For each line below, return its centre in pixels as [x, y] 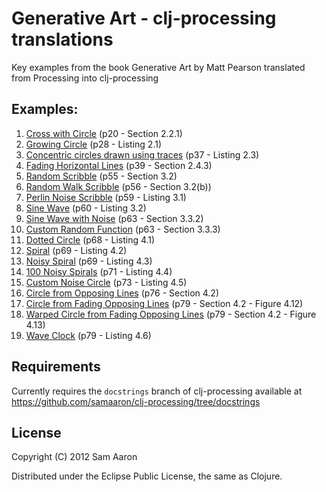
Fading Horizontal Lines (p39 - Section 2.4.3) [119, 165]
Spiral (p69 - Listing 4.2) [76, 250]
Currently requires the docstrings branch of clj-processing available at [157, 391]
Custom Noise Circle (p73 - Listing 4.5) [106, 282]
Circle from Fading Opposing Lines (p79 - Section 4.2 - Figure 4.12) [164, 303]
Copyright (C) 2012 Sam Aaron [74, 457]
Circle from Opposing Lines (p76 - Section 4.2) [122, 293]
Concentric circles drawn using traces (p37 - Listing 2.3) [142, 154]
